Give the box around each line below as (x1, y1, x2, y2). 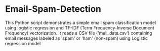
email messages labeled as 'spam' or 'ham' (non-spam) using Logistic (5, 35, 148, 41)
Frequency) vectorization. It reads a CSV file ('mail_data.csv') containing (5, 30, 152, 36)
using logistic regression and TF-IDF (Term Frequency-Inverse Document (5, 25, 155, 30)
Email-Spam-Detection (5, 3, 101, 15)
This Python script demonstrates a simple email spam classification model (5, 20, 156, 25)
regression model (5, 40, 41, 46)
